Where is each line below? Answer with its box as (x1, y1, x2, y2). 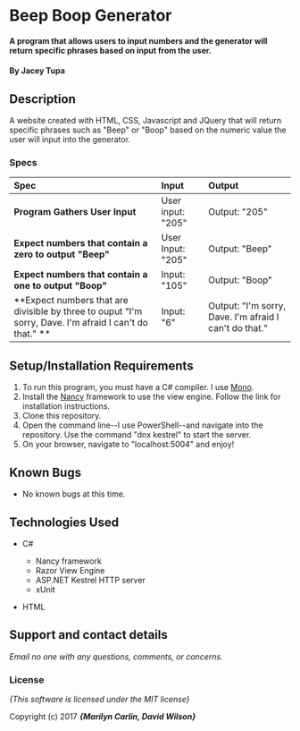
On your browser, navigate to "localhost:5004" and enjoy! (21, 439, 235, 450)
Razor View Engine (35, 565, 105, 575)
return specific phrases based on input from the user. (9, 45, 212, 55)
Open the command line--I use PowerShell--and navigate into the (21, 420, 263, 430)
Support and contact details (9, 627, 168, 642)
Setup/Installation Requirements (9, 358, 194, 373)
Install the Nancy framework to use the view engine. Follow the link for (21, 391, 281, 403)
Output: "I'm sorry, (208, 300, 287, 312)
